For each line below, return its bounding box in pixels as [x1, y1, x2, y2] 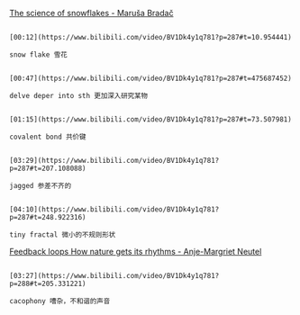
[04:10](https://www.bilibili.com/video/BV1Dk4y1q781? [9, 205, 220, 214]
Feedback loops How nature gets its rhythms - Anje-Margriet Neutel [9, 247, 262, 256]
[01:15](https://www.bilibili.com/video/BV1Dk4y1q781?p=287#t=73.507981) [9, 115, 293, 124]
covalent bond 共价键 [9, 132, 86, 141]
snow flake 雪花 [9, 50, 68, 59]
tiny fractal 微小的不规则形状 [9, 230, 116, 239]
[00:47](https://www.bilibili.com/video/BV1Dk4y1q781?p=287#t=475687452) [9, 74, 293, 83]
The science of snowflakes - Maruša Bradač [9, 8, 174, 18]
